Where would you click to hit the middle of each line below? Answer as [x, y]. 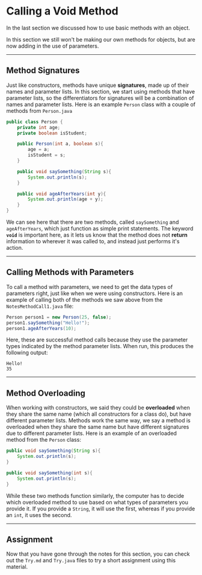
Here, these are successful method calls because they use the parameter [97, 340]
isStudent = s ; [47, 155]
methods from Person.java [39, 110]
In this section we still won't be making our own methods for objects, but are [101, 39]
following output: [27, 353]
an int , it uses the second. [39, 515]
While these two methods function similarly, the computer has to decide [95, 495]
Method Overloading [46, 393]
